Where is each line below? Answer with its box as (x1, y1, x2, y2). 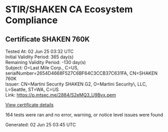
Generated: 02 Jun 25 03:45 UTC (5, 122, 76, 127)
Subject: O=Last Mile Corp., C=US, (5, 65, 79, 71)
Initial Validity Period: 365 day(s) (5, 54, 74, 60)
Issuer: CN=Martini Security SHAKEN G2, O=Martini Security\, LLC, (5, 81, 148, 87)
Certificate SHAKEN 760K (5, 35, 90, 43)
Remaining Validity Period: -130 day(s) (5, 59, 86, 65)
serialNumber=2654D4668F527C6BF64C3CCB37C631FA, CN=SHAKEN (5, 70, 158, 76)
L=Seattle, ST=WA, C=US (5, 86, 59, 93)
